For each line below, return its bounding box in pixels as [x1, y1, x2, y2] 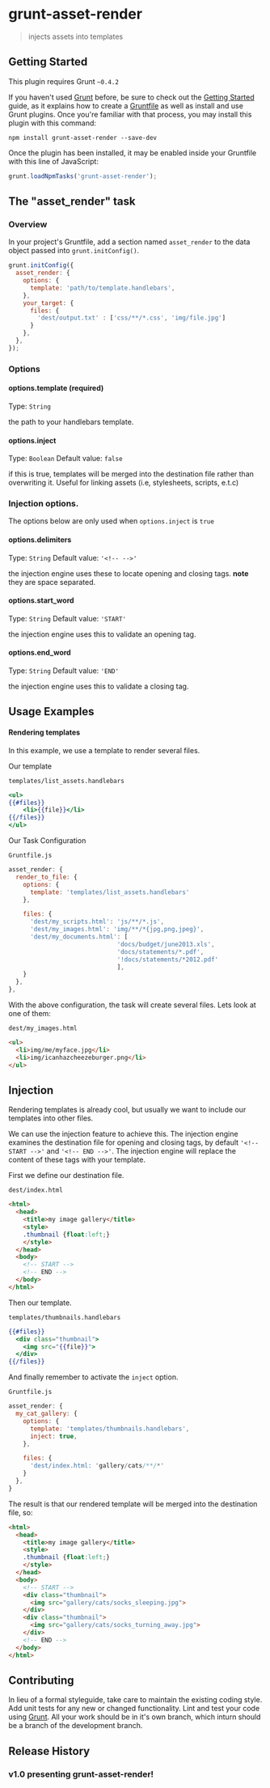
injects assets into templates [27, 32, 124, 41]
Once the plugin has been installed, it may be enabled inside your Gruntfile [8, 147, 257, 158]
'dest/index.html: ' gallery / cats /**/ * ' [29, 1462, 164, 1470]
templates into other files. [8, 1113, 94, 1123]
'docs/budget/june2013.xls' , [116, 940, 216, 948]
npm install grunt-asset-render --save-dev [8, 133, 158, 142]
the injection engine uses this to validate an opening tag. [8, 629, 196, 639]
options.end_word [8, 648, 71, 658]
